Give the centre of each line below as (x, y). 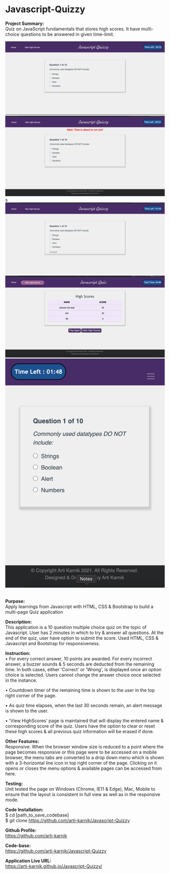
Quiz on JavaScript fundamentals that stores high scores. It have (73, 28)
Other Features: (22, 741)
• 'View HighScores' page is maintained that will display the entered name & (84, 721)
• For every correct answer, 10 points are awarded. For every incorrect (79, 659)
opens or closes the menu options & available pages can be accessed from (83, 768)
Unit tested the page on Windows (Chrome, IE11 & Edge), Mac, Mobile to (80, 789)
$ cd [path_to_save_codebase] (37, 815)
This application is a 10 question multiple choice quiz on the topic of (76, 627)
